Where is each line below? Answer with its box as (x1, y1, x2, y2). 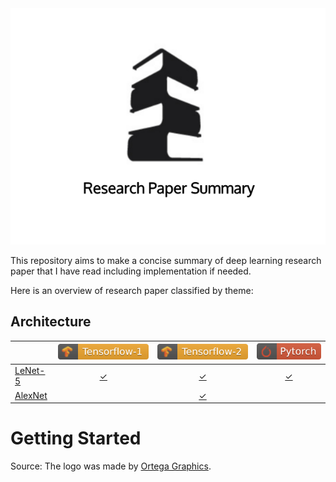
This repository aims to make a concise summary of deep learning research (10, 255, 322, 266)
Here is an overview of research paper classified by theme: (10, 285, 254, 296)
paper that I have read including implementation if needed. (10, 265, 252, 277)
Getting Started (10, 427, 142, 450)
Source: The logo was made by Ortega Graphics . (10, 460, 212, 472)
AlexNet (14, 389, 48, 401)
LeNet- (14, 365, 46, 377)
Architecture (10, 313, 92, 331)
